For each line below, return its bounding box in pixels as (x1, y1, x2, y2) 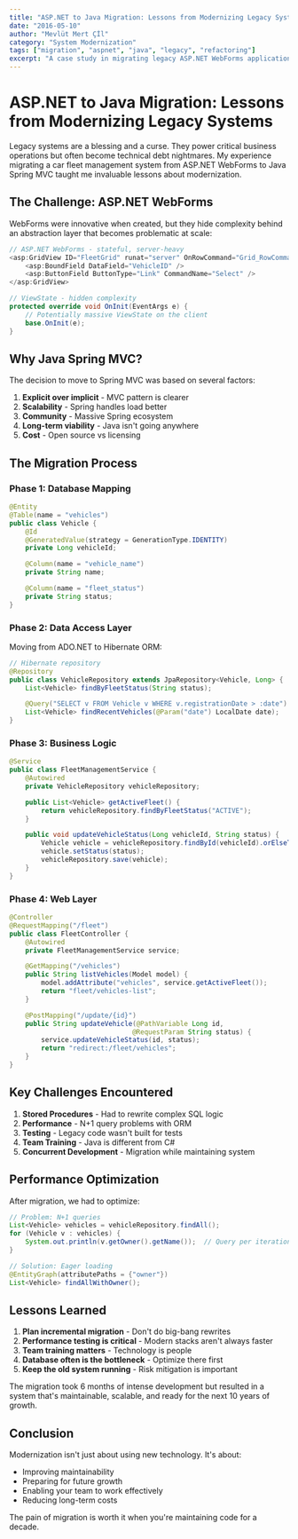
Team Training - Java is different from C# (21, 1137, 176, 1148)
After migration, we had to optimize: (9, 1196, 140, 1206)
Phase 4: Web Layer (9, 893, 98, 905)
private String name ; (25, 568, 105, 577)
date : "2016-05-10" (9, 21, 82, 30)
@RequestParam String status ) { (131, 1027, 252, 1037)
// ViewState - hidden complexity (9, 294, 137, 303)
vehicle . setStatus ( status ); (41, 847, 145, 856)
